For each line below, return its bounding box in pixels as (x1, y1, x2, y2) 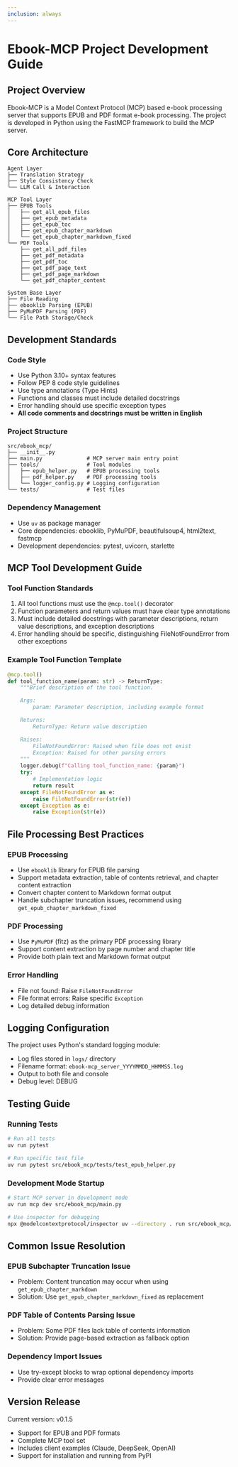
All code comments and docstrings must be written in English (17, 409, 203, 418)
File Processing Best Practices (7, 828, 144, 840)
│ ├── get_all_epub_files (7, 209, 91, 216)
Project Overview (7, 85, 86, 97)
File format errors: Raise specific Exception (17, 994, 144, 1002)
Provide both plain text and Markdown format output (17, 953, 171, 961)
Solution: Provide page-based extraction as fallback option (17, 1333, 190, 1343)
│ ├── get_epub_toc (7, 221, 72, 228)
